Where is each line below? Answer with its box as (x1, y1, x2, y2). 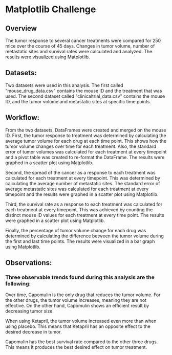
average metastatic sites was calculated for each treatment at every (5, 186, 149, 192)
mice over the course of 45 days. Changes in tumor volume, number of (5, 43, 155, 49)
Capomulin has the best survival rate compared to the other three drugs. (5, 339, 158, 345)
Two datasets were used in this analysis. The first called (5, 82, 124, 88)
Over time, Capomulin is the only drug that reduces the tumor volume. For (5, 292, 161, 298)
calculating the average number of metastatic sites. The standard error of (5, 180, 160, 186)
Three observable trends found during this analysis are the (5, 274, 155, 281)
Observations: (5, 258, 52, 267)
